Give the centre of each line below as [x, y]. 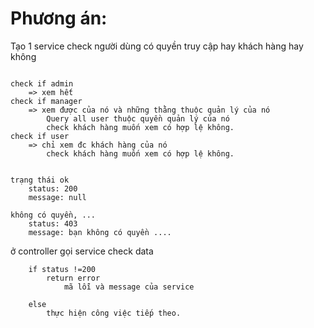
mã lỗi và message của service [129, 287]
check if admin [42, 83]
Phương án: [59, 18]
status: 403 [53, 223]
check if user [40, 136]
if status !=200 [62, 269]
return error [73, 278]
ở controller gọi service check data [82, 251]
